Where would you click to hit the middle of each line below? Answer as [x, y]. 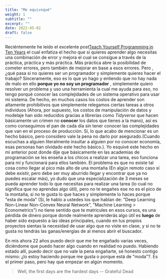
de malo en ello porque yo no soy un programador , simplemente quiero [79, 84]
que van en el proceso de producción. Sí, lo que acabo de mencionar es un [82, 131]
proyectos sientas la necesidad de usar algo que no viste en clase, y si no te [83, 226]
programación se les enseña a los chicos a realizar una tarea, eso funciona [82, 157]
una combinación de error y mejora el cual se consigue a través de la [76, 57]
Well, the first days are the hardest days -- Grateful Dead [75, 271]
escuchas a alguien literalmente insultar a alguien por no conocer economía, [83, 141]
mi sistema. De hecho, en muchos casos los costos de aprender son [75, 99]
